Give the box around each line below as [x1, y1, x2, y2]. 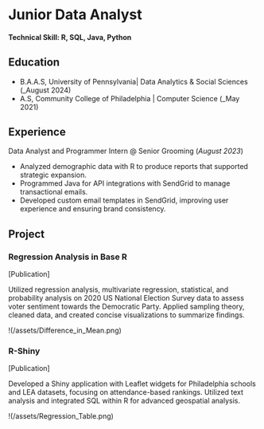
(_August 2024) [19, 85, 72, 95]
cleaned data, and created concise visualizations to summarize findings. [8, 310, 245, 320]
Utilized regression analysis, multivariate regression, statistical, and [8, 285, 229, 294]
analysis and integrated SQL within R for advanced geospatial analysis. [8, 396, 241, 406]
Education [8, 56, 60, 69]
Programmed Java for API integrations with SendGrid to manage [19, 179, 231, 188]
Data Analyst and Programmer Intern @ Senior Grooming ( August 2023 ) [8, 146, 244, 156]
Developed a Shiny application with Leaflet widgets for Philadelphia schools [8, 379, 257, 388]
